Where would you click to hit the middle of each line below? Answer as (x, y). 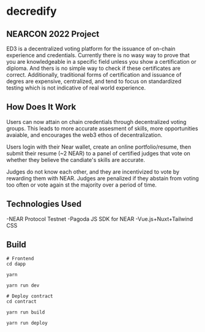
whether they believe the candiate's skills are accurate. (76, 160)
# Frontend (20, 259)
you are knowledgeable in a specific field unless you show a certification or (102, 62)
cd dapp (16, 264)
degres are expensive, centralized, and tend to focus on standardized (94, 81)
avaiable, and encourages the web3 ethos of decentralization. (84, 135)
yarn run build (26, 312)
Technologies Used (44, 204)
